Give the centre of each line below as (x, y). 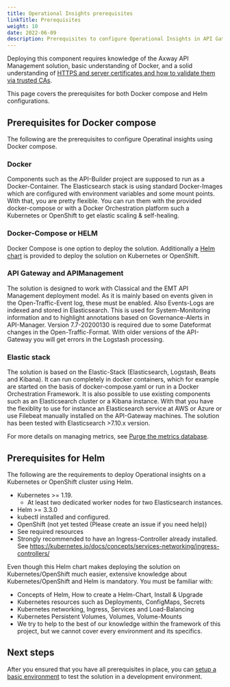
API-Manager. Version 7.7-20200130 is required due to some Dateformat (109, 325)
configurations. (28, 101)
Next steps (31, 653)
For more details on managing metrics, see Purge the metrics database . (108, 436)
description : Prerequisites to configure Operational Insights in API (110, 39)
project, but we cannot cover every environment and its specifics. (110, 631)
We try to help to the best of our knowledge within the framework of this (119, 624)
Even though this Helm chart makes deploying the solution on (94, 566)
